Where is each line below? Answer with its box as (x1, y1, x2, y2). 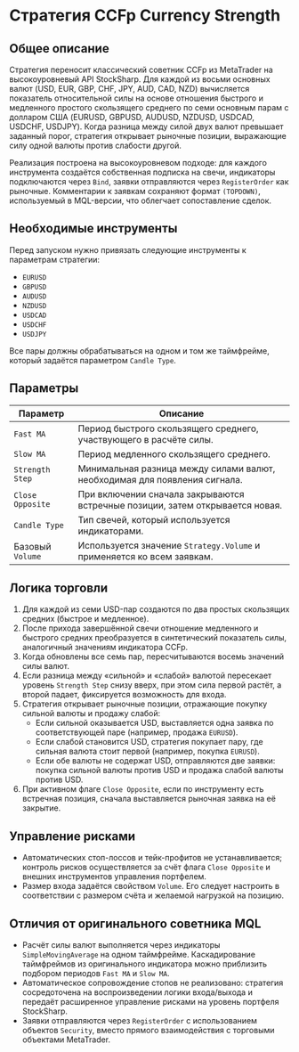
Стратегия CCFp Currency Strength (9, 5, 281, 26)
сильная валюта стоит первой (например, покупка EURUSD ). (35, 746, 260, 757)
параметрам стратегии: (9, 254, 101, 265)
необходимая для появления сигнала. (77, 473, 243, 485)
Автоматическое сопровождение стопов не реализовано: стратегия (21, 977, 284, 989)
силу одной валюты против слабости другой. (9, 140, 182, 151)
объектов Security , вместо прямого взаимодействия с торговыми (21, 1025, 275, 1036)
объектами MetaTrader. (21, 1034, 111, 1045)
